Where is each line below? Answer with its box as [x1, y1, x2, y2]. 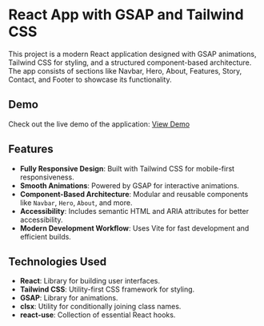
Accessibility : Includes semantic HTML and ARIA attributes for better [19, 206, 250, 215]
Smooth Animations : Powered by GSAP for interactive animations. [19, 180, 240, 190]
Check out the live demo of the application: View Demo [8, 119, 190, 129]
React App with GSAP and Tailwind [8, 6, 244, 24]
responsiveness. [19, 172, 74, 182]
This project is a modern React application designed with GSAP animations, [8, 49, 257, 58]
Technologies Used [8, 255, 106, 268]
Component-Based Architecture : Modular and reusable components [19, 189, 249, 199]
